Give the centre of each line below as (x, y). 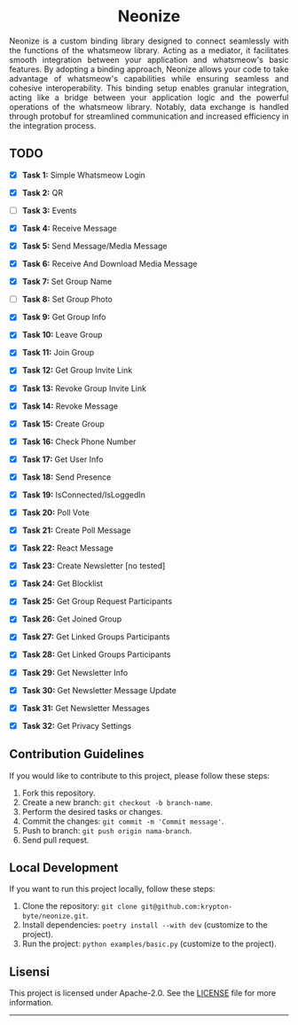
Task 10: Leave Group (62, 335)
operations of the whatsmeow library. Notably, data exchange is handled (149, 106)
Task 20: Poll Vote (56, 512)
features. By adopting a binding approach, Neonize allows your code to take (149, 69)
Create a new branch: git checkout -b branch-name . (117, 802)
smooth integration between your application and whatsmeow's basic (149, 59)
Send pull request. (55, 840)
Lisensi (30, 971)
